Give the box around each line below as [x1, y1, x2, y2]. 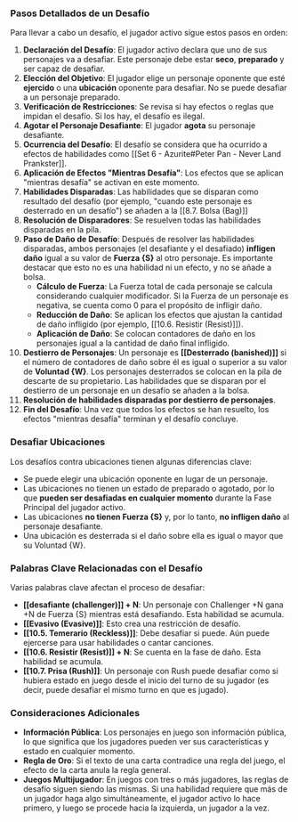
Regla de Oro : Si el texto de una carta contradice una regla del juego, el [22, 755, 286, 766]
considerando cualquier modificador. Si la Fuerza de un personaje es [36, 290, 289, 301]
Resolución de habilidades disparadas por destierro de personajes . [22, 395, 277, 405]
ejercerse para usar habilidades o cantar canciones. [22, 637, 214, 647]
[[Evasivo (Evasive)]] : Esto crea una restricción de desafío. [22, 618, 241, 629]
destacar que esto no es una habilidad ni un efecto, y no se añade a [22, 262, 272, 273]
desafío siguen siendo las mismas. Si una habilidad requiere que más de [22, 784, 288, 794]
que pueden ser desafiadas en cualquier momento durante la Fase [22, 492, 272, 503]
